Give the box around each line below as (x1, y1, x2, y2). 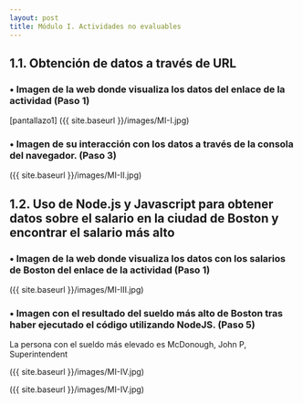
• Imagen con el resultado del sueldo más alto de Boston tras (9, 307, 283, 320)
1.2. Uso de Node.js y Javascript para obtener (9, 196, 274, 212)
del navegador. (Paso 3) (9, 150, 117, 162)
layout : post (9, 13, 59, 23)
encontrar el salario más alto (9, 224, 175, 240)
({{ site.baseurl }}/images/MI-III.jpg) (9, 285, 144, 295)
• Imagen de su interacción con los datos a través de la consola (9, 138, 294, 150)
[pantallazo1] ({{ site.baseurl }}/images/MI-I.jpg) (9, 115, 190, 126)
